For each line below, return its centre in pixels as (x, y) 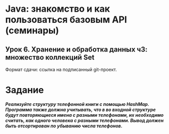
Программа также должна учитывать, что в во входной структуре (81, 110)
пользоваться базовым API (66, 20)
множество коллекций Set (50, 57)
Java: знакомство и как (58, 9)
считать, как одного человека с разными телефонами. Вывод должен (84, 120)
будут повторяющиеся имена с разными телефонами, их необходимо (84, 115)
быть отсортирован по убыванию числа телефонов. (64, 126)
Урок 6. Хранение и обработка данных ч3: (76, 49)
